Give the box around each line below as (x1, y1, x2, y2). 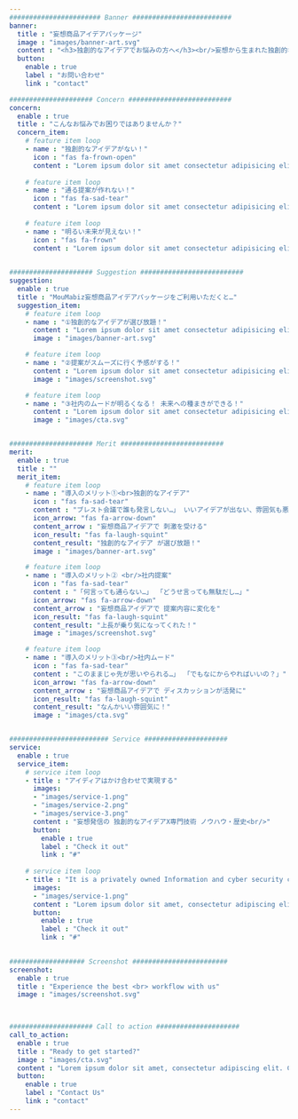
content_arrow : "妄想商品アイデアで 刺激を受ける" (32, 521, 208, 531)
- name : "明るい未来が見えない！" (25, 227, 142, 236)
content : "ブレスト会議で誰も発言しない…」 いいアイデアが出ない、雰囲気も (32, 505, 283, 515)
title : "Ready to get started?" (17, 1047, 141, 1056)
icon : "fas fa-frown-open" (32, 153, 137, 162)
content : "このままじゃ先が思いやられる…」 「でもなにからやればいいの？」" (32, 670, 286, 679)
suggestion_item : (17, 301, 82, 310)
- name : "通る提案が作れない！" (25, 186, 136, 195)
